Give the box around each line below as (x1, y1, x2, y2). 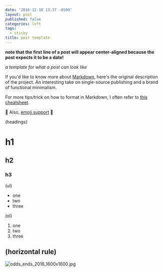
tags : (5, 26, 16, 31)
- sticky (9, 31, 28, 36)
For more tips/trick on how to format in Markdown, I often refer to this (5, 94, 148, 100)
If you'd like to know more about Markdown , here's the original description (5, 74, 159, 80)
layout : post (5, 12, 32, 17)
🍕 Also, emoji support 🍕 (5, 109, 53, 115)
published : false (5, 17, 41, 22)
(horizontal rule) (5, 247, 57, 256)
